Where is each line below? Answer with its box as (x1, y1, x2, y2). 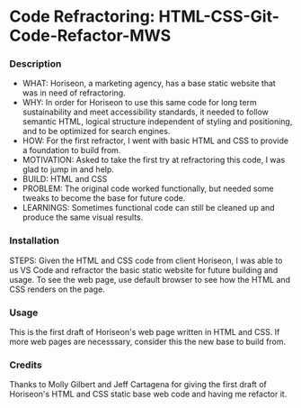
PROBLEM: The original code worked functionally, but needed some (22, 183, 274, 195)
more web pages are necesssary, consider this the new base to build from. (9, 336, 287, 348)
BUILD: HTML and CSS (22, 174, 108, 185)
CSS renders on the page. (9, 284, 105, 295)
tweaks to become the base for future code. (22, 193, 186, 204)
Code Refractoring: (9, 6, 155, 27)
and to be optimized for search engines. (22, 126, 171, 137)
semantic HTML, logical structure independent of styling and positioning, (22, 116, 293, 127)
